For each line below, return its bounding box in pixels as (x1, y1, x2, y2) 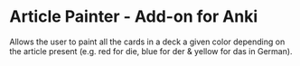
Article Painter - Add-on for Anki (9, 6, 258, 27)
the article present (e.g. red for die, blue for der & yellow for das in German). (9, 45, 293, 56)
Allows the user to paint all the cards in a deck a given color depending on (9, 36, 286, 47)
